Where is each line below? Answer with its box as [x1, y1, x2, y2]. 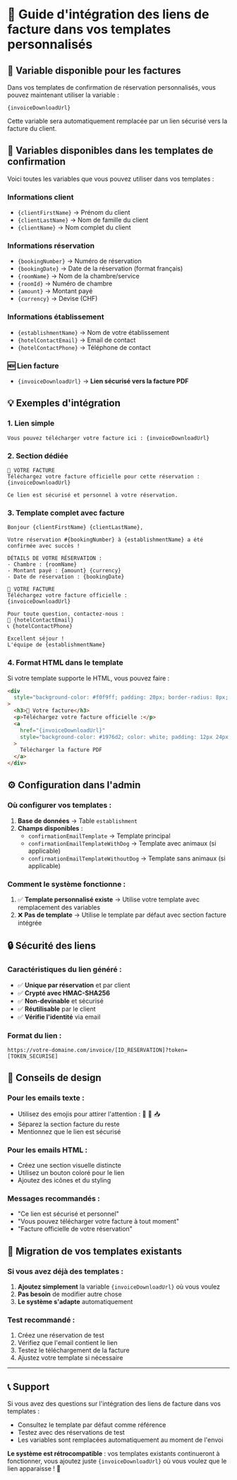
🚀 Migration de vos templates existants [7, 1245, 182, 1257]
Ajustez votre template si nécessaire [17, 1354, 123, 1362]
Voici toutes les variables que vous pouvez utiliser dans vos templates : [7, 174, 214, 183]
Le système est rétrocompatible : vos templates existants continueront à [7, 1450, 220, 1458]
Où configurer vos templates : [7, 800, 112, 810]
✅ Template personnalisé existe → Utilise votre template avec [17, 895, 200, 904]
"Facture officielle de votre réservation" [17, 1225, 133, 1233]
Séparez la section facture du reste [17, 1120, 120, 1128]
